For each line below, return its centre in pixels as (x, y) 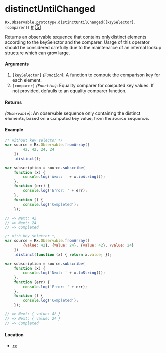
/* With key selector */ (31, 236)
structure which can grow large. (38, 53)
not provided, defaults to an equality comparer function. (69, 91)
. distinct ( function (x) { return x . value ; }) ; (63, 255)
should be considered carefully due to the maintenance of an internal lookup (83, 47)
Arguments (17, 64)
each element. (27, 80)
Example (14, 129)
